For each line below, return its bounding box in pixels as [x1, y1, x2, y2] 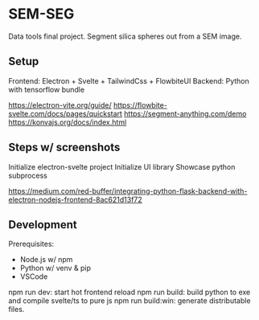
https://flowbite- [113, 100, 167, 109]
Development [8, 218, 78, 232]
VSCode [19, 272, 48, 281]
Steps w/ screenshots [8, 141, 121, 154]
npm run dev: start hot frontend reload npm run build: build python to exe [8, 287, 251, 297]
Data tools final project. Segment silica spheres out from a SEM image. [8, 31, 242, 41]
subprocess [8, 170, 48, 180]
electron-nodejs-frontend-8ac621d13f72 [8, 195, 142, 204]
